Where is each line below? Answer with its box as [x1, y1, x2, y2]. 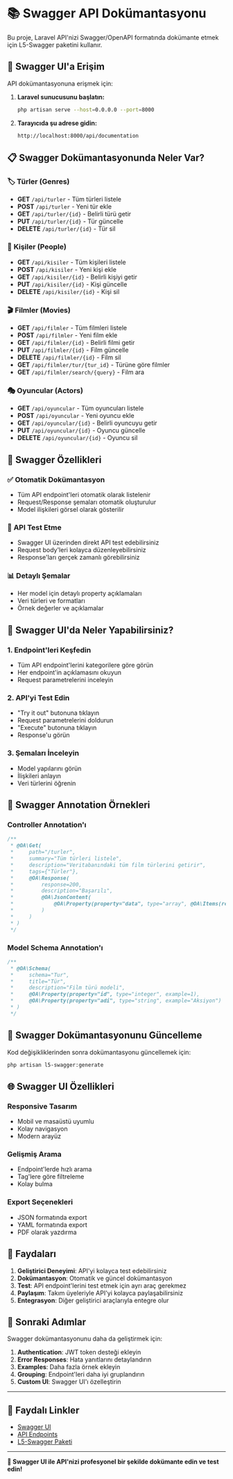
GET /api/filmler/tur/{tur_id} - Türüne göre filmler [17, 360, 171, 369]
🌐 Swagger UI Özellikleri [7, 1081, 114, 1092]
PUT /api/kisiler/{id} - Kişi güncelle [17, 280, 128, 289]
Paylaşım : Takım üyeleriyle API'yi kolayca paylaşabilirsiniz [17, 1288, 184, 1297]
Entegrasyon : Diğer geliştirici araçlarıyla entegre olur [17, 1296, 169, 1304]
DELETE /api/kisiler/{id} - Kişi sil [17, 287, 120, 296]
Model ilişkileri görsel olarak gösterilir [17, 505, 125, 513]
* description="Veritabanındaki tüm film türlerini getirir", [10, 862, 207, 868]
